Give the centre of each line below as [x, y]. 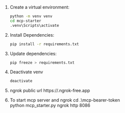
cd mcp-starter [26, 21]
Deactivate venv [26, 72]
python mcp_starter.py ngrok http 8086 [50, 106]
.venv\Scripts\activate [34, 25]
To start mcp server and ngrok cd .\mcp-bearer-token [65, 100]
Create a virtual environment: [39, 7]
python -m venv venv [31, 16]
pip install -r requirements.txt [44, 44]
